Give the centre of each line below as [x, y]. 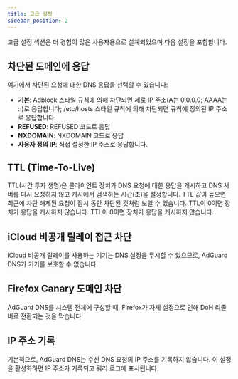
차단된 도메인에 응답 [48, 66]
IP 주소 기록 [31, 341]
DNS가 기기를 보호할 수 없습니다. [53, 264]
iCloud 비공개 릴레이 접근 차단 [70, 237]
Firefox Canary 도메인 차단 [65, 289]
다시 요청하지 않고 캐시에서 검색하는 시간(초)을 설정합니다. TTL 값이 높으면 [123, 194]
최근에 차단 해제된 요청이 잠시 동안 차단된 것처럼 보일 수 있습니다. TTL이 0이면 [115, 203]
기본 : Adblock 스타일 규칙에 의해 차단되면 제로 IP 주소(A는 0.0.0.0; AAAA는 [123, 100]
